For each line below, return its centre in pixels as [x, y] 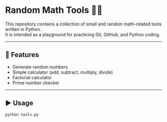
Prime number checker [36, 83]
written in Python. [23, 29]
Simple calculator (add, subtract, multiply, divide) [63, 72]
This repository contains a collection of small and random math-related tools [83, 24]
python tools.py [22, 115]
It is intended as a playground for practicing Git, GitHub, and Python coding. [83, 34]
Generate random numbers [40, 67]
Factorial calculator [32, 77]
